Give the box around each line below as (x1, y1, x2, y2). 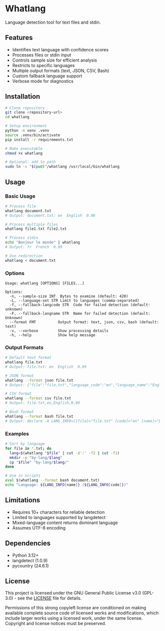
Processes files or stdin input (12, 52, 71, 58)
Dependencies (5, 539, 51, 548)
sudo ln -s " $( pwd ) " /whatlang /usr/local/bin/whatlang (5, 164, 120, 169)
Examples (5, 430, 29, 437)
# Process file (5, 204, 36, 209)
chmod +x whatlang (5, 151, 43, 156)
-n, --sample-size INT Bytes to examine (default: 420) (9, 294, 129, 299)
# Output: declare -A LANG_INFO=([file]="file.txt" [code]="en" (5, 419, 139, 423)
